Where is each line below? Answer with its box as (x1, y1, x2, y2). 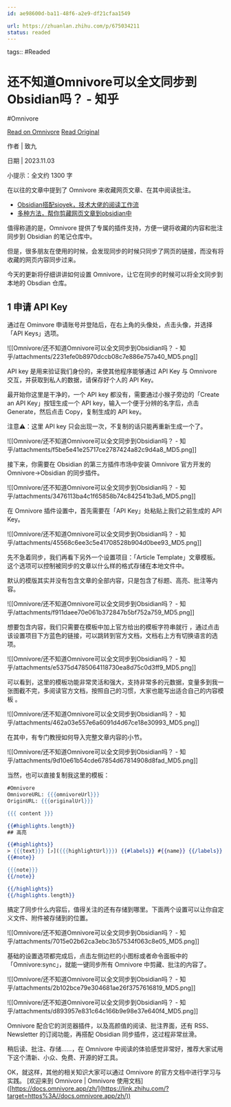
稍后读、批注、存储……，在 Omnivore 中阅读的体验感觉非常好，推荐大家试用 (7, 1044, 223, 1053)
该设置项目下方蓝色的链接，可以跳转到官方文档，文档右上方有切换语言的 (7, 632, 212, 640)
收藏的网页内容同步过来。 (7, 256, 80, 264)
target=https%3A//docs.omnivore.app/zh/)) (7, 1091, 131, 1099)
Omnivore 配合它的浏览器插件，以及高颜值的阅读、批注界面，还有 (7, 1021, 193, 1030)
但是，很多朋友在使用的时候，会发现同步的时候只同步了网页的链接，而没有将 (7, 247, 224, 256)
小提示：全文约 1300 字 (7, 172, 73, 180)
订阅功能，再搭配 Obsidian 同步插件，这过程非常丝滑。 (45, 1030, 201, 1038)
